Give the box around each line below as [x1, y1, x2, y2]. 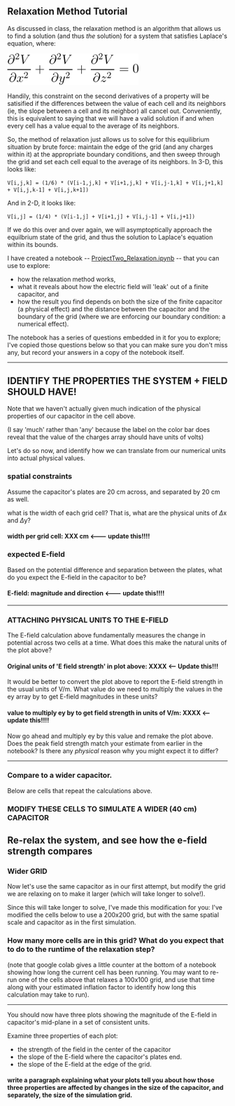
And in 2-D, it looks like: [7, 198, 76, 207]
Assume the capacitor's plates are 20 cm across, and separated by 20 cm [7, 487, 220, 496]
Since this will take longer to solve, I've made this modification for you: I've [7, 903, 222, 912]
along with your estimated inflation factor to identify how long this [7, 983, 197, 991]
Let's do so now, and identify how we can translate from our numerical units [7, 447, 226, 455]
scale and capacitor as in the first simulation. [7, 918, 136, 926]
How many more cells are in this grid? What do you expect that [7, 936, 224, 945]
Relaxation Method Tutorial [7, 6, 128, 18]
